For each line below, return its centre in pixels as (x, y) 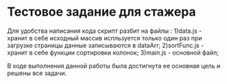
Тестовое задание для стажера (102, 12)
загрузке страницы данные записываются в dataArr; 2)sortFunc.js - (106, 45)
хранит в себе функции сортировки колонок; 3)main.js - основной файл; (113, 53)
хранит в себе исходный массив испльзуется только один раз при (105, 38)
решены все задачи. (37, 73)
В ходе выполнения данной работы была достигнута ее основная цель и (114, 66)
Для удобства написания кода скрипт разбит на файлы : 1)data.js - (105, 31)
